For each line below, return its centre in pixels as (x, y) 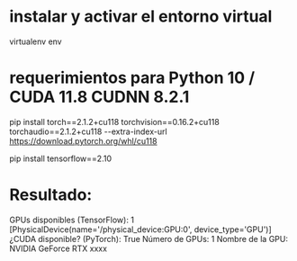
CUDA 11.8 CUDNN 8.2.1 (99, 97)
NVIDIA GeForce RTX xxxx (58, 248)
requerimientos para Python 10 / (132, 78)
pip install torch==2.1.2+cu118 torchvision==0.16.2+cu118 (115, 121)
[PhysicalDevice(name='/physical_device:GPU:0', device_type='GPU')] (140, 229)
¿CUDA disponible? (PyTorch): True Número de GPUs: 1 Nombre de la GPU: (148, 238)
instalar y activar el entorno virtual (141, 17)
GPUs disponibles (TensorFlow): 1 (72, 220)
